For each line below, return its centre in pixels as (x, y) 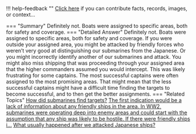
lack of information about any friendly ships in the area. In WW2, (84, 106)
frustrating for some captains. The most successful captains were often (92, 75)
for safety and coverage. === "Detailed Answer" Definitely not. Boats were (96, 32)
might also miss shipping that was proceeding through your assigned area (95, 63)
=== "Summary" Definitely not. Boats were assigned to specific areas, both (97, 26)
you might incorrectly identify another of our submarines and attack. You (94, 57)
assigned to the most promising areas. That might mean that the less (89, 82)
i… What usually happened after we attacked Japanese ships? (81, 125)
